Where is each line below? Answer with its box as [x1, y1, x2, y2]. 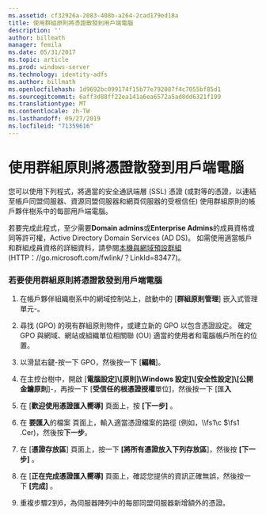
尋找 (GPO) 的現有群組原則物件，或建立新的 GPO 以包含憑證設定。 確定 [19, 320, 252, 330]
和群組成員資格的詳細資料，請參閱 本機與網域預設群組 [8, 242, 182, 252]
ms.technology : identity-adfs [8, 71, 108, 78]
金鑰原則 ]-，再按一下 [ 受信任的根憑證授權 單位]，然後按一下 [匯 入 [19, 383, 232, 393]
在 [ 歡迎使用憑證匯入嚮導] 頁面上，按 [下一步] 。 [19, 401, 177, 410]
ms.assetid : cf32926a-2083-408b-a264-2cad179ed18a [8, 11, 179, 20]
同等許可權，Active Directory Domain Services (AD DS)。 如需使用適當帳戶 [8, 233, 253, 242]
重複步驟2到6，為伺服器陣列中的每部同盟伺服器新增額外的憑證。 [19, 498, 230, 507]
